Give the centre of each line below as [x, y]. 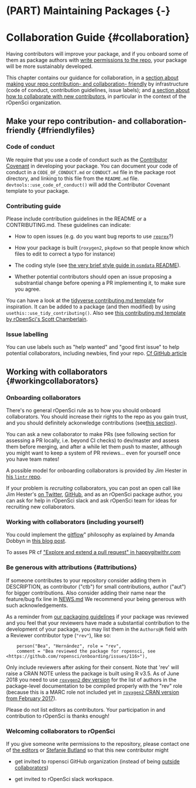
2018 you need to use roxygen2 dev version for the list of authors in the [91, 680]
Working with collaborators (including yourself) [75, 522]
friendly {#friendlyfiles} [51, 130]
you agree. [27, 289]
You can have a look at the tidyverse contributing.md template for [85, 301]
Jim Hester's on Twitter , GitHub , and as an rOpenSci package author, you [94, 494]
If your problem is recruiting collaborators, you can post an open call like [93, 488]
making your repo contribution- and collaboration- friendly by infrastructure [97, 84]
